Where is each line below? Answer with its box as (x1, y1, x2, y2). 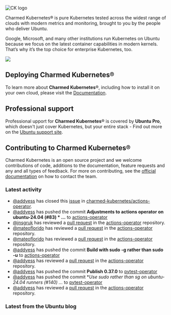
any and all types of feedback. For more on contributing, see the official (5, 168, 156, 174)
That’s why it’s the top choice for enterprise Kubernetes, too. (5, 46, 133, 52)
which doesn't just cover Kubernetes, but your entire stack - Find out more (5, 123, 162, 130)
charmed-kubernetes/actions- (86, 198, 150, 204)
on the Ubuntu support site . (5, 129, 63, 135)
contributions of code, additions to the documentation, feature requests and (5, 162, 165, 168)
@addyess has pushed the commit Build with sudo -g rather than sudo (12, 247, 163, 253)
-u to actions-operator (12, 252, 60, 258)
